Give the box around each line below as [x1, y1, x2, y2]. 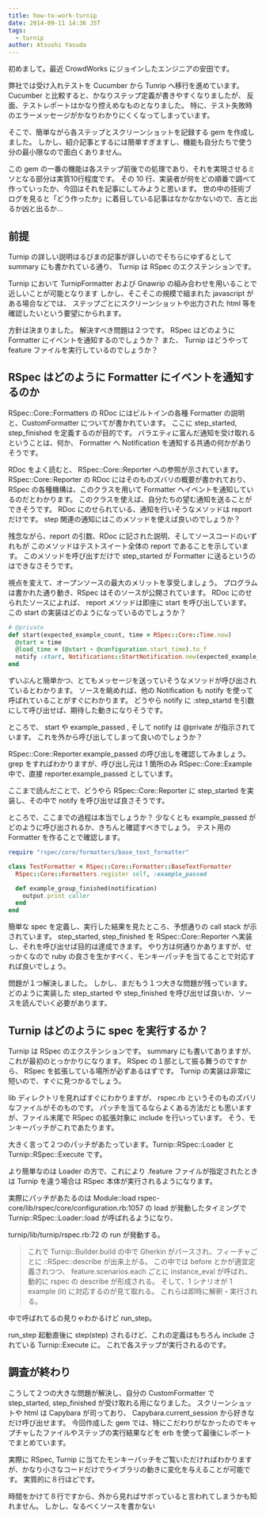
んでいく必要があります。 [28, 998, 112, 1008]
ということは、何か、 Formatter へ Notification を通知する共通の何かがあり [8, 437, 252, 447]
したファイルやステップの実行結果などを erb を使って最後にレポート [28, 1427, 252, 1437]
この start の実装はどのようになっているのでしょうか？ [8, 607, 187, 617]
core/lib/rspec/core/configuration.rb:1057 [8, 1203, 144, 1212]
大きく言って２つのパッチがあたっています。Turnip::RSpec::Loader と [8, 1139, 235, 1149]
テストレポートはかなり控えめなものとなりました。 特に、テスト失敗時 [21, 101, 253, 110]
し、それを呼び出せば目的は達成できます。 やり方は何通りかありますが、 [8, 942, 245, 951]
